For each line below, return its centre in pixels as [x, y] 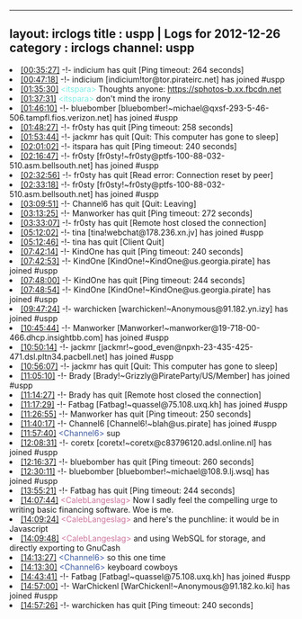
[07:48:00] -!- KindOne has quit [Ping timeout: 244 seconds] [133, 280]
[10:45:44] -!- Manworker [68, 327]
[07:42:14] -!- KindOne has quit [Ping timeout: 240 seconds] [132, 251]
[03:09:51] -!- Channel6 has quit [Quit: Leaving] [109, 203]
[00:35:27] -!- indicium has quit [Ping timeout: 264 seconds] [133, 69]
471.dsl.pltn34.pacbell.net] [58, 356]
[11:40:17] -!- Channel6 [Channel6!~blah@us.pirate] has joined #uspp [149, 423]
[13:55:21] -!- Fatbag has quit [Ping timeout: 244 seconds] [128, 490]
